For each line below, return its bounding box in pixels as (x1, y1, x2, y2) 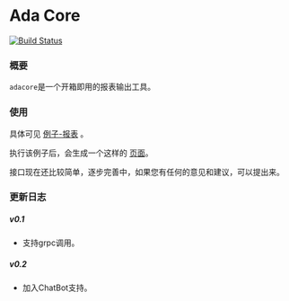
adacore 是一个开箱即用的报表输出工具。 (9, 82, 156, 93)
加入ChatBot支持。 (22, 282, 92, 293)
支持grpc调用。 (22, 237, 80, 248)
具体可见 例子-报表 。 (9, 128, 89, 139)
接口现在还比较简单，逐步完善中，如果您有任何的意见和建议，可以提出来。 (9, 166, 285, 177)
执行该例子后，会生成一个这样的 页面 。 (9, 147, 153, 158)
